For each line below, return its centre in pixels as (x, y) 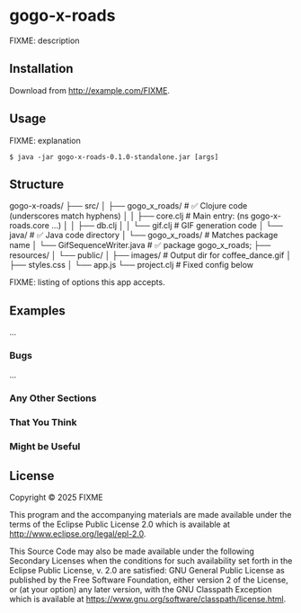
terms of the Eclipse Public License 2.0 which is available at (120, 524)
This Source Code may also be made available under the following (132, 551)
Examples (37, 311)
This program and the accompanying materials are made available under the (150, 515)
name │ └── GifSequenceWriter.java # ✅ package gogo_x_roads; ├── (140, 245)
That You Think (43, 422)
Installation (41, 69)
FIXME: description (44, 40)
